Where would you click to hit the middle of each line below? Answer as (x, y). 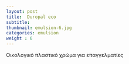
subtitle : (18, 22)
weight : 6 (19, 38)
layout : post (22, 11)
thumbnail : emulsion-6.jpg (39, 28)
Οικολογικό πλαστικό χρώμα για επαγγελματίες (65, 55)
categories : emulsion (33, 33)
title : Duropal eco (31, 17)
